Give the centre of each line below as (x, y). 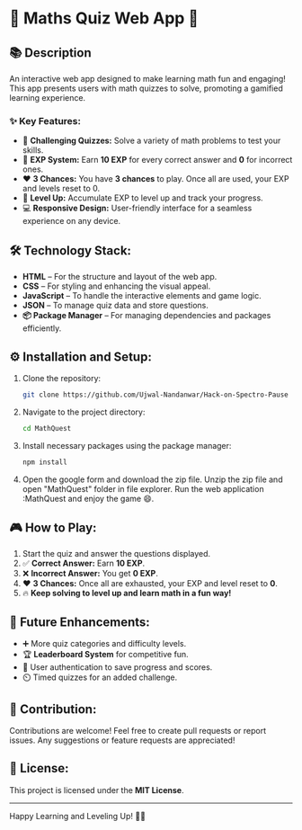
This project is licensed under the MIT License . (97, 790)
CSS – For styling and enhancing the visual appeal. (116, 286)
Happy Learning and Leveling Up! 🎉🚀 (78, 816)
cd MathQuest (47, 428)
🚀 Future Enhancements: (80, 622)
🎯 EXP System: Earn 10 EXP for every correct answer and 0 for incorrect (157, 160)
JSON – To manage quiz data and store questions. (115, 306)
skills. (33, 150)
